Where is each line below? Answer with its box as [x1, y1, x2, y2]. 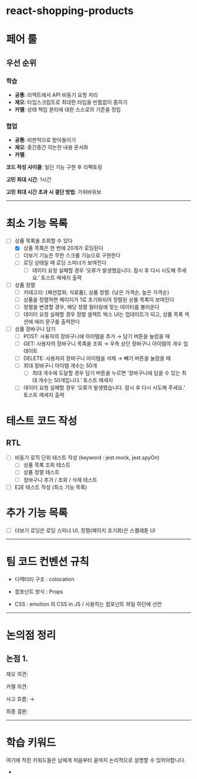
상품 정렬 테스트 [23, 469, 60, 476]
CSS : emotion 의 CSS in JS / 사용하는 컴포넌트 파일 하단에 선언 [14, 600, 162, 607]
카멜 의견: [6, 683, 28, 690]
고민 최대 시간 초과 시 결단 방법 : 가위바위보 [6, 189, 101, 196]
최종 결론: [6, 707, 28, 715]
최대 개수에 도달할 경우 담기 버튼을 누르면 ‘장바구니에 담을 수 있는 [32, 369, 181, 376]
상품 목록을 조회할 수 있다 [14, 237, 73, 244]
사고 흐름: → [6, 695, 35, 702]
